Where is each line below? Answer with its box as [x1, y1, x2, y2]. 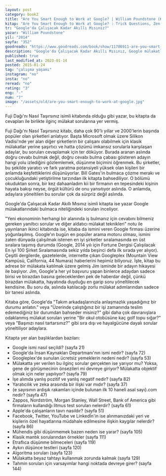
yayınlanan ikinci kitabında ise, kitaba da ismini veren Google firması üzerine [5, 226, 160, 232]
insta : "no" [5, 76, 30, 81]
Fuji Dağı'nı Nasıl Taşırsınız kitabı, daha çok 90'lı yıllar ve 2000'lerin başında [5, 128, 160, 134]
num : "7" [5, 95, 23, 100]
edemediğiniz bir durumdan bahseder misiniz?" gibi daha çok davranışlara [5, 309, 156, 315]
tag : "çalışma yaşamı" [5, 67, 52, 72]
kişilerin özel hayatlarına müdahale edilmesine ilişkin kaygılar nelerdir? [12, 418, 155, 424]
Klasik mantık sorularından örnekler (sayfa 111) [12, 434, 107, 440]
